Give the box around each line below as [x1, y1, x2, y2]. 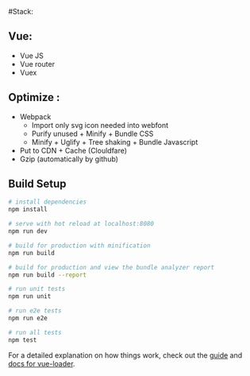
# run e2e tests [8, 307, 62, 315]
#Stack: [8, 7, 34, 16]
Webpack [19, 111, 52, 122]
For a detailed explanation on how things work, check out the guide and [8, 350, 243, 360]
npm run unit [8, 293, 52, 300]
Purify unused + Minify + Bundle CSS [31, 129, 154, 138]
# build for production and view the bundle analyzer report [8, 263, 215, 271]
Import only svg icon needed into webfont [31, 120, 169, 130]
